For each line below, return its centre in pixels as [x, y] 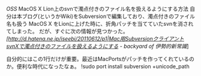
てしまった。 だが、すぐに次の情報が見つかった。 [67, 31]
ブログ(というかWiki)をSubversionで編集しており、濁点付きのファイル [109, 16]
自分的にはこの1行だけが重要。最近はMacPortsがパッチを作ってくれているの [100, 59]
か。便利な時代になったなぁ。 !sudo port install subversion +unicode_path [98, 66]
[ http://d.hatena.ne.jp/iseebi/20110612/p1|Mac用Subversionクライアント [95, 39]
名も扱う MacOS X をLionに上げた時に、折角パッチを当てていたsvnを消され [100, 24]
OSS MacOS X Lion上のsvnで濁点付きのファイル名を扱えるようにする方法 [97, 9]
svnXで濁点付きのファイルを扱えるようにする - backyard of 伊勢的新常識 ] [97, 46]
